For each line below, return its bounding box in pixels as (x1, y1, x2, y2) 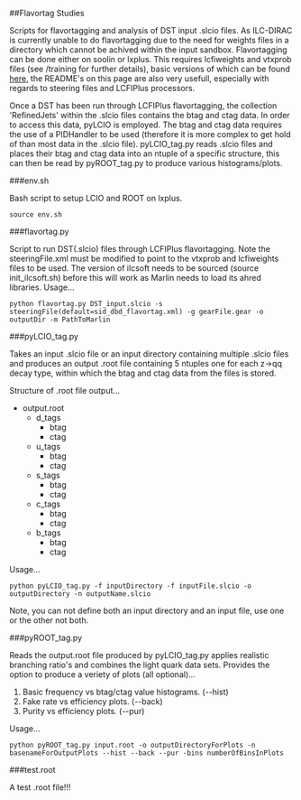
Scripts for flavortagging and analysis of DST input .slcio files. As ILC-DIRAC (9, 25, 293, 35)
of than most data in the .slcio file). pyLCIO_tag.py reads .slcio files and (9, 139, 273, 149)
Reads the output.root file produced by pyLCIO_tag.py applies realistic (9, 650, 269, 660)
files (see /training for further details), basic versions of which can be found (9, 63, 290, 74)
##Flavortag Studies (9, 8, 85, 18)
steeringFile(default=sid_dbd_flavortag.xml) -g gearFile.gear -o (9, 307, 264, 316)
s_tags (35, 470, 60, 480)
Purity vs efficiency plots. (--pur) (22, 706, 145, 716)
